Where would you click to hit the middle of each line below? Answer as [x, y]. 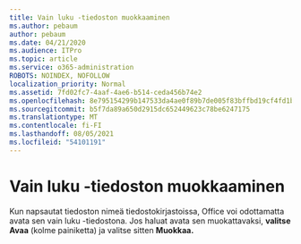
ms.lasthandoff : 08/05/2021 [62, 134]
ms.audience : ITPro [46, 51]
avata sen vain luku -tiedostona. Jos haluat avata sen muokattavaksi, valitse [150, 221]
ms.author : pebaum [43, 26]
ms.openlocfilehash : [48, 101]
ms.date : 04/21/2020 [48, 42]
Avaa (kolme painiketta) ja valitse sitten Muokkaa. [102, 230]
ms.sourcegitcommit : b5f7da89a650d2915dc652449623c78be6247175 [130, 109]
